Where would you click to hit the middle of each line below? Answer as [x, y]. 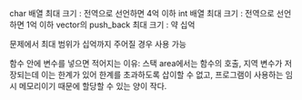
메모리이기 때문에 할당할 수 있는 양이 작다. [93, 86]
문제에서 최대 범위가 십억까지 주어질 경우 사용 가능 [98, 44]
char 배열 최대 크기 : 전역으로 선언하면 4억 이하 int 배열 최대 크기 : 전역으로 [142, 13]
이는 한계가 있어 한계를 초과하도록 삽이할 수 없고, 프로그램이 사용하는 [162, 75]
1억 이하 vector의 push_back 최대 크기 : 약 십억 [111, 25]
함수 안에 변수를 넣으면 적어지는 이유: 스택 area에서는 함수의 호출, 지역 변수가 [146, 63]
